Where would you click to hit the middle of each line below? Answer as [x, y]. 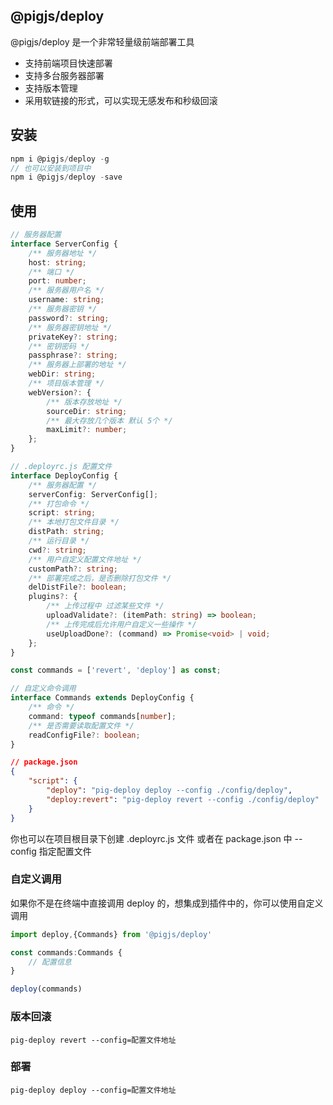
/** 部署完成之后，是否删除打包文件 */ [100, 578]
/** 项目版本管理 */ [66, 384]
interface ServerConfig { [64, 244]
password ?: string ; [69, 318]
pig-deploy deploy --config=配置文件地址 [93, 1090]
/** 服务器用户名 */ [66, 290]
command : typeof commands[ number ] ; [102, 716]
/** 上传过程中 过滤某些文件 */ [105, 606]
